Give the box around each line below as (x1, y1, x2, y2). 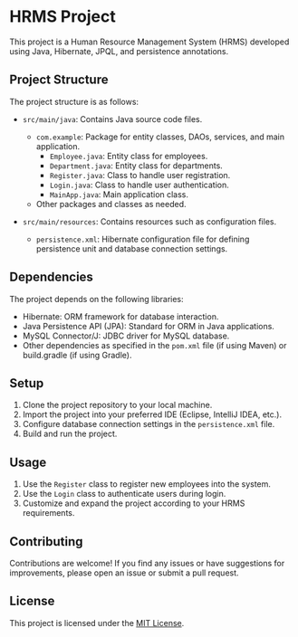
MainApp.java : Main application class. (49, 188, 188, 200)
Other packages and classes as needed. (35, 198, 187, 209)
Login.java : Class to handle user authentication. (49, 179, 229, 190)
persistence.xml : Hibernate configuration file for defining (35, 233, 250, 244)
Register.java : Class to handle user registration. (49, 169, 231, 180)
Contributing (9, 534, 83, 549)
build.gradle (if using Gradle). (22, 349, 132, 360)
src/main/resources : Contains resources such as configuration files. (22, 215, 277, 227)
